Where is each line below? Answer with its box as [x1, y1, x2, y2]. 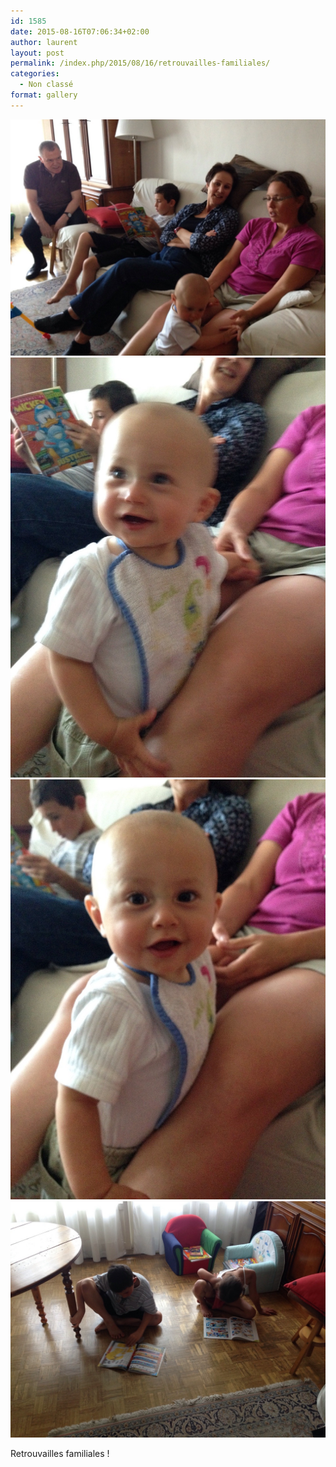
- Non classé [19, 80, 74, 90]
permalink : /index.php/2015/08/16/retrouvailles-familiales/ [10, 58, 271, 69]
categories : [10, 69, 60, 79]
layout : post [10, 48, 65, 58]
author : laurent [10, 37, 78, 47]
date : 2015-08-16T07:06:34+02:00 [10, 26, 150, 37]
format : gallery [10, 90, 78, 100]
